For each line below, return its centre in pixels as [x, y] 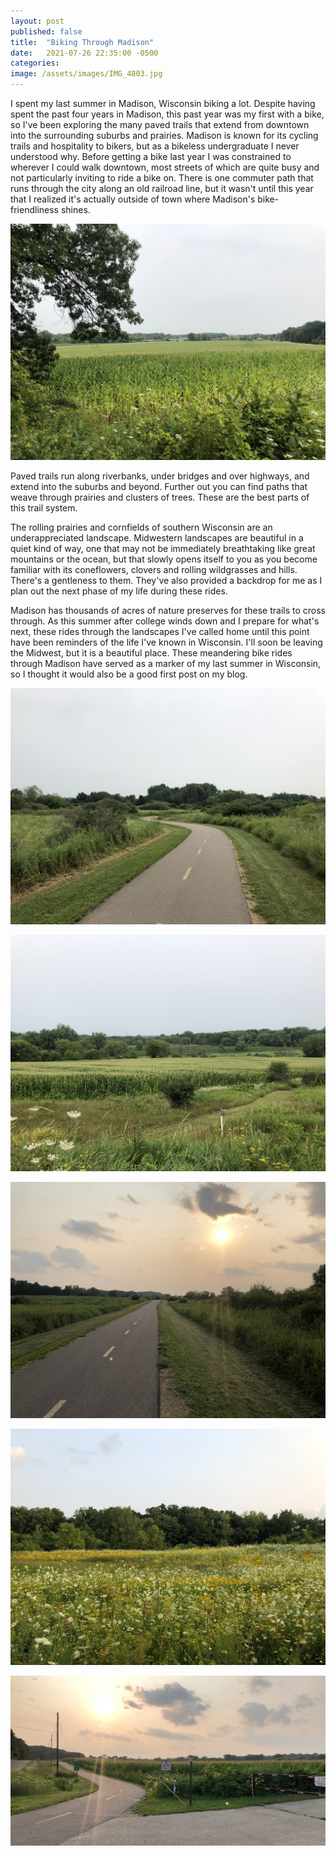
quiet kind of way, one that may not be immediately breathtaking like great [163, 548]
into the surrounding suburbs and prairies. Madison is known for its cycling [164, 135]
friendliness [34, 209]
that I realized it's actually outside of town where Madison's [133, 199]
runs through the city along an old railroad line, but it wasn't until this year [162, 188]
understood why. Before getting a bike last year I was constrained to [151, 156]
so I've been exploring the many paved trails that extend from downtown [160, 124]
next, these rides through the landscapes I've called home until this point [160, 631]
